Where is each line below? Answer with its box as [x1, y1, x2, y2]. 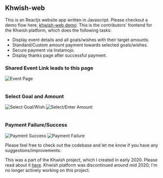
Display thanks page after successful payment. [12, 52, 107, 58]
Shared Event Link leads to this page [5, 65, 93, 71]
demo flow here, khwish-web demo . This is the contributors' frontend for [5, 22, 153, 28]
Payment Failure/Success [5, 122, 68, 129]
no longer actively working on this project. [5, 167, 90, 173]
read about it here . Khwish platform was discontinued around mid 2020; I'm [5, 162, 158, 168]
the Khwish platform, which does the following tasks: [5, 27, 112, 33]
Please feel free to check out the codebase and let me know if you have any [5, 142, 158, 148]
